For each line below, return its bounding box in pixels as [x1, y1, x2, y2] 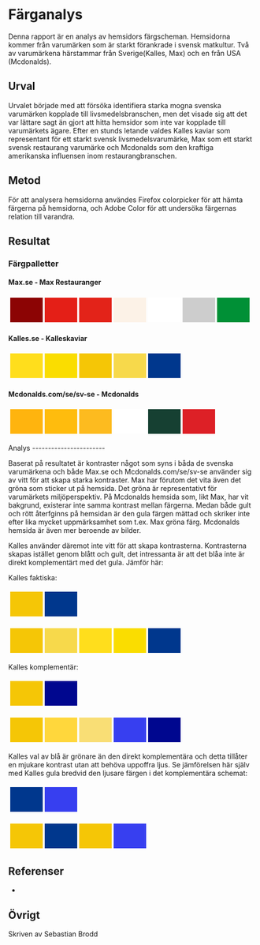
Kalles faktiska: [8, 573, 58, 583]
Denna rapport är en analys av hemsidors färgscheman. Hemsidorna [8, 32, 231, 41]
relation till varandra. [8, 212, 75, 221]
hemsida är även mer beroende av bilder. [8, 526, 142, 535]
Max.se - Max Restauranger [8, 278, 102, 287]
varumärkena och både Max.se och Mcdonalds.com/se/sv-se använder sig [8, 467, 252, 477]
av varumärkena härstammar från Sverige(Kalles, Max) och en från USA [8, 48, 242, 58]
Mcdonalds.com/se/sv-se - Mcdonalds [8, 389, 139, 399]
